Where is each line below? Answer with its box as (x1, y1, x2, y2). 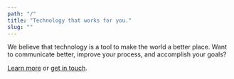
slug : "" (7, 23, 33, 30)
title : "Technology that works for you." (7, 17, 132, 24)
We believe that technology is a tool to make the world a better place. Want (7, 43, 228, 51)
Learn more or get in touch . (7, 64, 87, 73)
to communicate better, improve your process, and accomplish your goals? (7, 50, 227, 59)
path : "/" (7, 10, 37, 18)
